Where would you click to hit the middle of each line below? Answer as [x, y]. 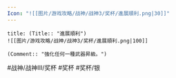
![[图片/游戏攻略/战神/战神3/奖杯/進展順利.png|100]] [78, 41]
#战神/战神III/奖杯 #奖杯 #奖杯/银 [53, 67]
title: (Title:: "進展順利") [47, 34]
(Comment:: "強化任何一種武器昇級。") [57, 54]
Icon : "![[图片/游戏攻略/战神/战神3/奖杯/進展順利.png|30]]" [89, 13]
